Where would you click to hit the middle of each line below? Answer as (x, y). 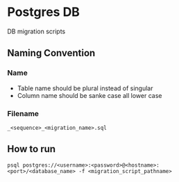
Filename (23, 113)
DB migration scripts (36, 31)
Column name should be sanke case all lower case (89, 95)
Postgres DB (43, 12)
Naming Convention (51, 53)
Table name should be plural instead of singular (85, 88)
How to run (32, 149)
